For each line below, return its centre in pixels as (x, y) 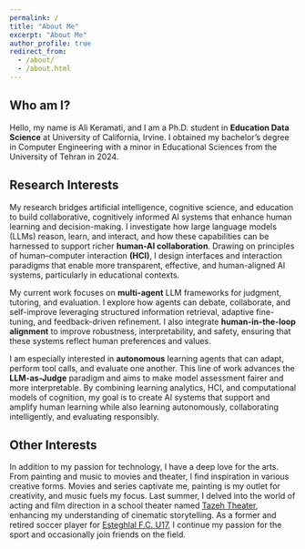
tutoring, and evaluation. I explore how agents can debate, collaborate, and (150, 302)
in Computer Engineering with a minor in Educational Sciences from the (143, 147)
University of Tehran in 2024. (64, 157)
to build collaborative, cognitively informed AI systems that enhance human (151, 217)
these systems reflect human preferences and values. (110, 341)
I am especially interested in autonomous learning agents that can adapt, (147, 358)
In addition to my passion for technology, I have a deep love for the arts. (144, 467)
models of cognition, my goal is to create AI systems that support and (140, 397)
